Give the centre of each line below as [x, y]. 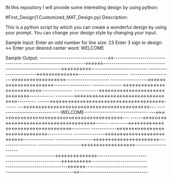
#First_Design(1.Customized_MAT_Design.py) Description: [67, 17]
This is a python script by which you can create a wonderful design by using [86, 27]
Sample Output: [22, 58]
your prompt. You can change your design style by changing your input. [81, 32]
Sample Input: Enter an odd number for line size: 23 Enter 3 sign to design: [84, 42]
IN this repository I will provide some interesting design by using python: [82, 7]
